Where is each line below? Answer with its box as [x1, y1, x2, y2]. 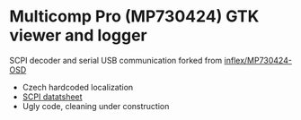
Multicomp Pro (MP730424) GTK [9, 6, 260, 27]
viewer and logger [9, 25, 147, 46]
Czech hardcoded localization [22, 81, 134, 92]
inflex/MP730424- [224, 55, 292, 65]
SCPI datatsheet [22, 91, 83, 102]
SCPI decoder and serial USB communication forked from [9, 55, 223, 65]
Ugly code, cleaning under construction [22, 100, 170, 111]
